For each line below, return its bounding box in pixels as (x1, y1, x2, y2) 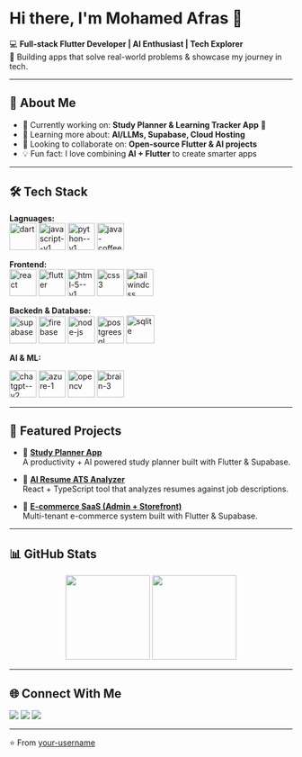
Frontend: (9, 258, 48, 269)
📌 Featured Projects (9, 423, 122, 438)
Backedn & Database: (9, 305, 92, 316)
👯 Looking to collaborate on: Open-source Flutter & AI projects (22, 139, 258, 149)
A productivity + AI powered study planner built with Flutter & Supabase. (22, 456, 291, 467)
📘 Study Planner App (22, 447, 102, 458)
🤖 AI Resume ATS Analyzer (22, 474, 126, 485)
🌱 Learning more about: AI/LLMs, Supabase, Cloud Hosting (22, 129, 245, 140)
